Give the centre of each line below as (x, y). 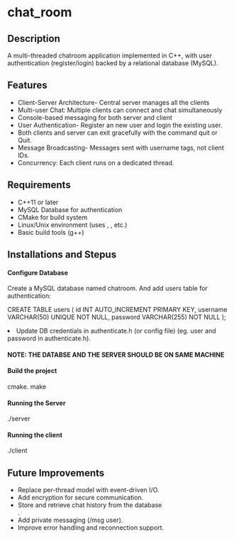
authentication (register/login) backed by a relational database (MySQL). (113, 63)
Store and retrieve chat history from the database (90, 505)
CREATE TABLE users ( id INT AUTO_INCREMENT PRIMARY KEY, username (117, 310)
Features (27, 85)
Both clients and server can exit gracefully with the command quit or (117, 133)
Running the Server (37, 403)
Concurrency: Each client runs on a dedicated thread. (96, 162)
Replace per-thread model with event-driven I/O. (88, 490)
